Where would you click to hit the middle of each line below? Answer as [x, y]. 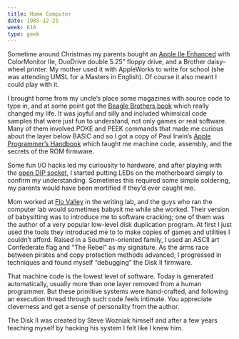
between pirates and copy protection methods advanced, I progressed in [115, 255]
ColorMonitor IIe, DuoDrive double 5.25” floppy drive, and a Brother [106, 62]
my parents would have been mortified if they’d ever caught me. [101, 188]
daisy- [216, 62]
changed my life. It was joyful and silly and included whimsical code [107, 113]
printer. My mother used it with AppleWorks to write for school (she [126, 69]
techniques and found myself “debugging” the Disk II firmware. [100, 263]
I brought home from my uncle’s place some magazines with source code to [119, 98]
